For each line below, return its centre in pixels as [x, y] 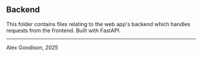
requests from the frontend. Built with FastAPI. [64, 30]
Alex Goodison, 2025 [32, 47]
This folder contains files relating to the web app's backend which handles [98, 24]
